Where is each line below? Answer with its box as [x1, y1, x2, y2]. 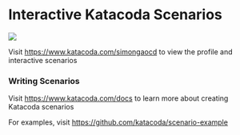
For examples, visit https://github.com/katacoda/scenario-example [8, 117, 228, 127]
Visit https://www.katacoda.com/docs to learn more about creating [8, 93, 229, 103]
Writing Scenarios [8, 75, 80, 86]
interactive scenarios [8, 55, 78, 65]
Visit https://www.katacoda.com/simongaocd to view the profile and [8, 46, 234, 57]
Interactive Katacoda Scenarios [8, 6, 222, 24]
